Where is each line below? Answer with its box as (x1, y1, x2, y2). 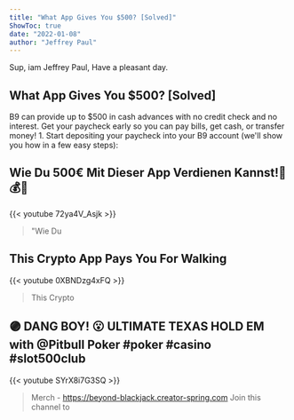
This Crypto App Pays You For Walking (9, 251, 227, 266)
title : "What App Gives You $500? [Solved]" (9, 12, 177, 22)
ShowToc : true (9, 21, 62, 30)
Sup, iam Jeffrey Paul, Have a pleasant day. (9, 62, 169, 73)
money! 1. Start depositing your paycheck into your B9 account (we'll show (9, 131, 283, 141)
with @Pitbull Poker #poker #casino (9, 337, 211, 353)
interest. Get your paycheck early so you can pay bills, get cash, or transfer (9, 121, 285, 131)
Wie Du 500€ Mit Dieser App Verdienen (9, 165, 233, 180)
